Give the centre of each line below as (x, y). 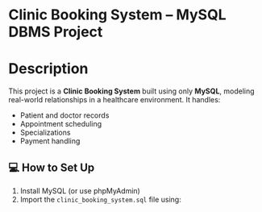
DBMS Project (56, 32)
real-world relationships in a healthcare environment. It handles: (114, 100)
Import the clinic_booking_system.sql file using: (100, 199)
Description (48, 69)
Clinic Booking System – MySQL (117, 15)
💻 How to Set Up (52, 167)
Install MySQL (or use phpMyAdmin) (80, 190)
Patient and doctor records (64, 115)
